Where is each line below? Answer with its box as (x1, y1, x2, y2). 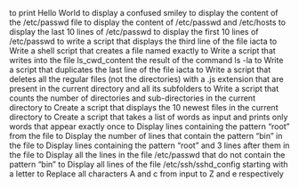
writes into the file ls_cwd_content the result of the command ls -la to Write (9, 55, 284, 65)
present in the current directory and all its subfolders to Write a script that (9, 84, 279, 94)
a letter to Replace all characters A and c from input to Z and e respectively (9, 168, 285, 179)
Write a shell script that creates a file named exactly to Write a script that (9, 45, 276, 56)
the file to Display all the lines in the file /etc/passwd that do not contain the (9, 150, 286, 159)
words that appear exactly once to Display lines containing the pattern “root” (9, 121, 290, 132)
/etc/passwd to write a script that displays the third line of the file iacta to (9, 36, 278, 46)
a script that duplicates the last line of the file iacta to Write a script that (9, 64, 271, 75)
